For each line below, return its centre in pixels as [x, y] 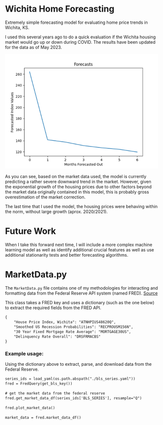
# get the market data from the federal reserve [55, 393]
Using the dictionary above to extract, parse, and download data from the [78, 364]
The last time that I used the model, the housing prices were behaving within [81, 206]
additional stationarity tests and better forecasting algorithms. [67, 255]
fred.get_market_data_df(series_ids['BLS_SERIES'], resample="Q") [73, 398]
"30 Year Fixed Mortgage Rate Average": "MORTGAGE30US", [73, 332]
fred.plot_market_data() [30, 408]
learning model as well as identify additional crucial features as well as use [80, 250]
